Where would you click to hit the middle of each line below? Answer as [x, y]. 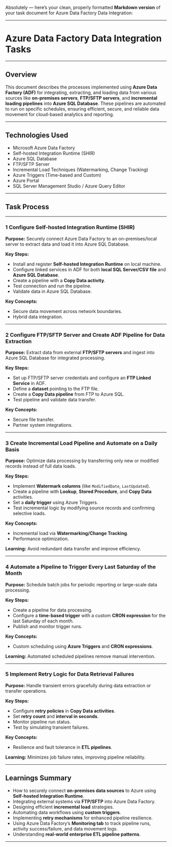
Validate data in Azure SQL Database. [52, 291]
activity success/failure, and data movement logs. [65, 828]
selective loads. [29, 513]
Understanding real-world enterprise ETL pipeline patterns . [77, 834]
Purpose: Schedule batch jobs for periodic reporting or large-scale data [81, 584]
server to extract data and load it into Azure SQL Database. [67, 244]
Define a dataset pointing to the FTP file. [56, 389]
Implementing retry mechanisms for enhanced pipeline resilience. [83, 818]
